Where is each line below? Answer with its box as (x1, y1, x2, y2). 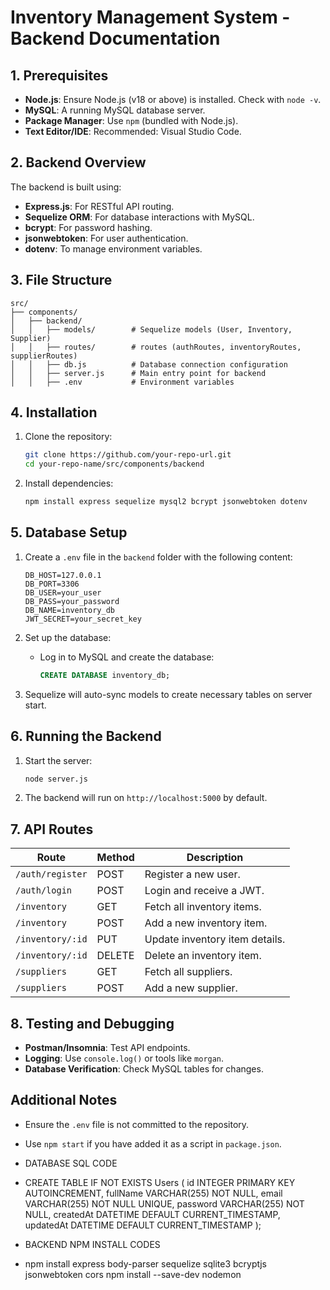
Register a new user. (144, 867, 241, 881)
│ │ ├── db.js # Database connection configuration (10, 359, 288, 370)
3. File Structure (10, 272, 113, 289)
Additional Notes (10, 1092, 118, 1109)
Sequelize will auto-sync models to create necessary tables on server (24, 688, 313, 700)
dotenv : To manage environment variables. (24, 242, 203, 255)
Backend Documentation (10, 27, 221, 50)
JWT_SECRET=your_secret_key (24, 614, 142, 624)
